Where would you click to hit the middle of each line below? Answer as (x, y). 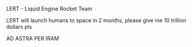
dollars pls (19, 27)
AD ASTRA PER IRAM (33, 38)
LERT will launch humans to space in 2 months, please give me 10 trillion (96, 20)
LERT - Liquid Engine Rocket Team (49, 9)
